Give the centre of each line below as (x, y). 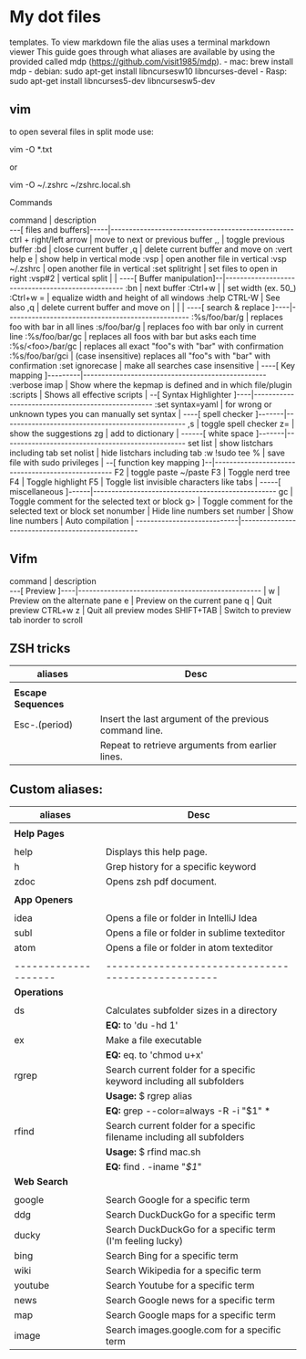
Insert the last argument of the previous (184, 719)
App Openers (44, 900)
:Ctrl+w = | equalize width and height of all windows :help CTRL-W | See (145, 298)
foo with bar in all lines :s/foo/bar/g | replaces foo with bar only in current (147, 327)
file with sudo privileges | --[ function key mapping (105, 462)
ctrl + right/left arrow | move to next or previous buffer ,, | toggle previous (147, 239)
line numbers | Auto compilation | (71, 520)
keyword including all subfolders (174, 1082)
